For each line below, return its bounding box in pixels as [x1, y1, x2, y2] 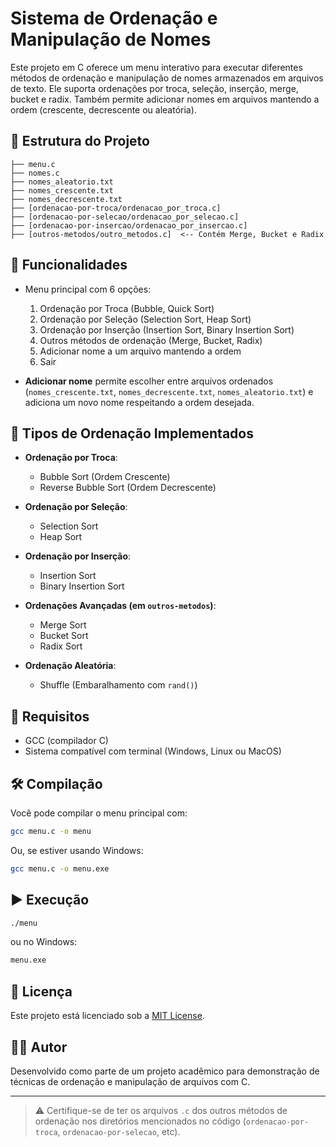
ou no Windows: [10, 936, 78, 948]
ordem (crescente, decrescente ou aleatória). [10, 103, 197, 116]
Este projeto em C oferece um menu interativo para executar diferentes [10, 61, 303, 73]
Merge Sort [39, 619, 87, 631]
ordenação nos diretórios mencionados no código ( [34, 1115, 247, 1127]
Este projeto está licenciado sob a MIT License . [10, 1010, 205, 1022]
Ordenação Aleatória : [24, 660, 117, 672]
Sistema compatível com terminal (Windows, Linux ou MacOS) [24, 745, 282, 757]
